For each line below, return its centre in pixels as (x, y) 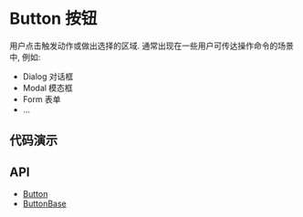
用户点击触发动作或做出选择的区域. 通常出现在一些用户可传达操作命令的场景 (151, 46)
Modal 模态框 (47, 88)
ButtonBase (44, 204)
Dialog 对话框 (48, 76)
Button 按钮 (53, 19)
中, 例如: (25, 57)
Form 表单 (42, 99)
